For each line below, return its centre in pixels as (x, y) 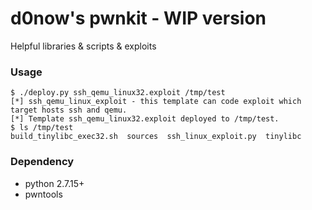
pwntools (43, 194)
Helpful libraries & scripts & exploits (83, 46)
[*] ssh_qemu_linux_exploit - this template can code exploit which (156, 102)
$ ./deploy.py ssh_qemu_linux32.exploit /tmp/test (118, 93)
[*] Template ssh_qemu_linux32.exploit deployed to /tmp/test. (145, 119)
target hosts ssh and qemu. (69, 110)
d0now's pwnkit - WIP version (138, 18)
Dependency (42, 162)
